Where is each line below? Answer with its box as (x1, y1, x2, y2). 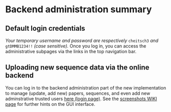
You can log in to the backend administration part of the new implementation (5, 84, 166, 91)
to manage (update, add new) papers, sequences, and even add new (5, 90, 151, 96)
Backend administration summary (5, 4, 152, 15)
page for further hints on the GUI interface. (5, 101, 95, 107)
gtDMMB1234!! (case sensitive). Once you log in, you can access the (5, 43, 146, 49)
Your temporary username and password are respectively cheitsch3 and (5, 37, 159, 43)
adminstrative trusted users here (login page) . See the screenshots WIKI (5, 96, 157, 102)
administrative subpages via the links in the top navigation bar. (5, 49, 137, 54)
